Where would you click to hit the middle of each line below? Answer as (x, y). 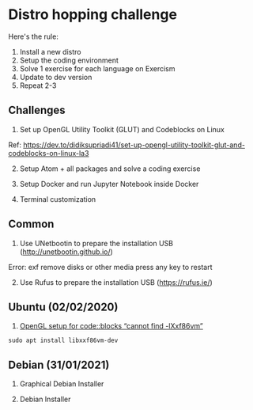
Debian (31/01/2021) (59, 364)
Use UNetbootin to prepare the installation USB (96, 243)
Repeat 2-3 (38, 85)
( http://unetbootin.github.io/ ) (66, 252)
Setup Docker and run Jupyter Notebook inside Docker (109, 184)
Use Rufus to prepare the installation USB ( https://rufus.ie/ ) (116, 282)
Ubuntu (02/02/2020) (63, 307)
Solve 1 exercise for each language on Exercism (97, 68)
